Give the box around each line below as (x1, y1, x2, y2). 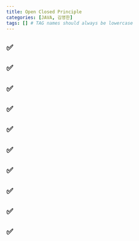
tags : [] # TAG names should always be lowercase (6, 20, 134, 26)
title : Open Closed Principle (6, 8, 82, 15)
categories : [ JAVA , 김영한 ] (6, 14, 73, 20)
